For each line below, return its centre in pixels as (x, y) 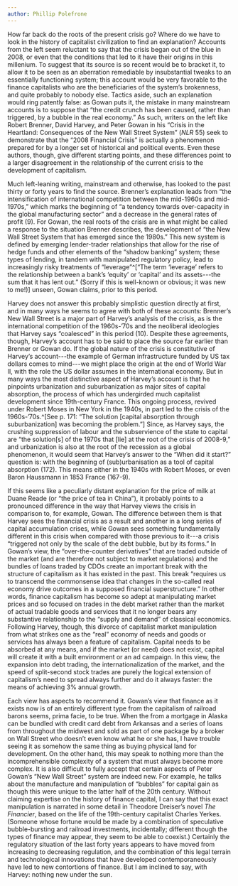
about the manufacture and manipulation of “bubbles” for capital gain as (113, 784)
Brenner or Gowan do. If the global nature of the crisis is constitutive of (111, 348)
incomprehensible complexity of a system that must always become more (115, 761)
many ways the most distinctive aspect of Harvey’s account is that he (109, 379)
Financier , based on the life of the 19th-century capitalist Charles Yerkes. (114, 814)
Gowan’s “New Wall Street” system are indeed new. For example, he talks (114, 776)
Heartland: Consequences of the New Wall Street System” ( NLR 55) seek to (118, 132)
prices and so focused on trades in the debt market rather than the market (116, 604)
